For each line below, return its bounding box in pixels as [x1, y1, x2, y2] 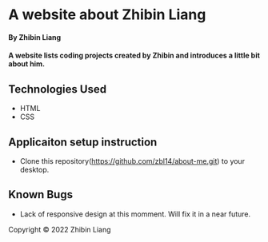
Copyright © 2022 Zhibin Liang [8, 224, 111, 234]
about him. [8, 59, 46, 69]
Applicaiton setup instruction [8, 135, 158, 149]
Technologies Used [8, 82, 106, 96]
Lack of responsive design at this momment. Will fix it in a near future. [19, 209, 250, 219]
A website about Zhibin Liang [8, 6, 206, 24]
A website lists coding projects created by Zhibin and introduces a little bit [8, 50, 260, 61]
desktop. [19, 165, 50, 174]
